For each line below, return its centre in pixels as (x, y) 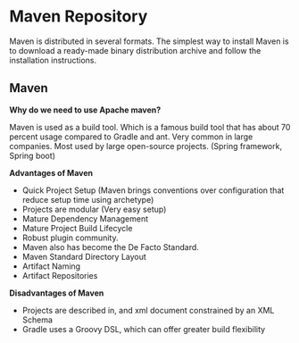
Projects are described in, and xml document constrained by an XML (148, 310)
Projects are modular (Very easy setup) (94, 209)
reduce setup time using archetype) (88, 199)
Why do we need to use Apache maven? (85, 110)
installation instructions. (53, 60)
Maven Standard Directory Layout (84, 256)
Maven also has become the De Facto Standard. (110, 247)
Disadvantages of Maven (57, 293)
